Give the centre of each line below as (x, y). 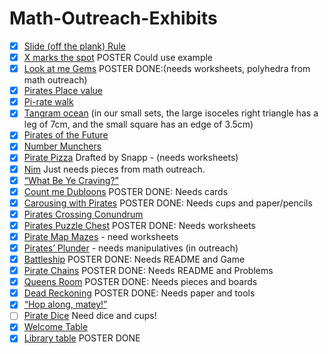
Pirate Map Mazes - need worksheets (101, 236)
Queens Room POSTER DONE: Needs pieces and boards (140, 282)
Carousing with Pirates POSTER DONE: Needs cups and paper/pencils (168, 203)
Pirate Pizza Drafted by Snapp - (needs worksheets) (131, 158)
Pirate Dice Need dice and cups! (90, 316)
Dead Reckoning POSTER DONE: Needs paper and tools (139, 293)
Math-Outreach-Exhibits (113, 18)
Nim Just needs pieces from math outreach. (114, 169)
